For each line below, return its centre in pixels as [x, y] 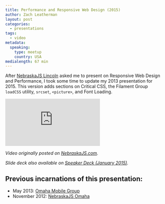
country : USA [28, 57]
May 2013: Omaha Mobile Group [46, 191]
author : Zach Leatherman [31, 15]
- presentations [27, 29]
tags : [11, 33]
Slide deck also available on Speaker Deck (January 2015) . [67, 163]
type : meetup [28, 52]
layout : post [19, 19]
